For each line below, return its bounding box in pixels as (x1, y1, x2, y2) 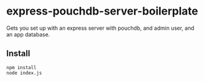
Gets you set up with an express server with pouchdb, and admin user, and (6, 24, 195, 32)
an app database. (6, 30, 51, 38)
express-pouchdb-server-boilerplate (6, 4, 199, 18)
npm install (6, 64, 37, 70)
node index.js (6, 70, 43, 76)
